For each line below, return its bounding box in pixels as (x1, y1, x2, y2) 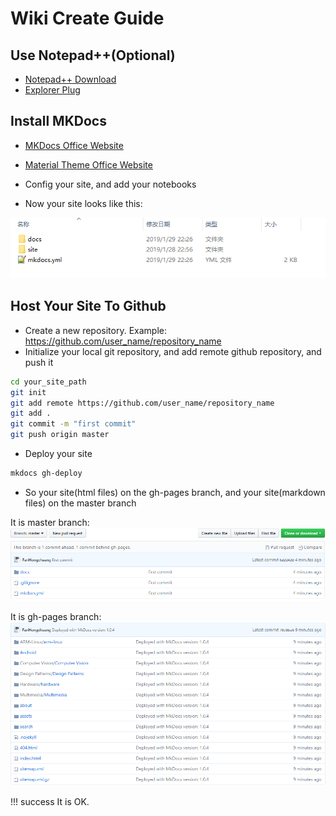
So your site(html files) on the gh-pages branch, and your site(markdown (24, 486, 326, 498)
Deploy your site (24, 448, 93, 460)
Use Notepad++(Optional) (10, 47, 176, 64)
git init (10, 387, 47, 397)
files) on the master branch (24, 497, 137, 509)
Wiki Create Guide (10, 7, 165, 30)
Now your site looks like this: (24, 197, 143, 209)
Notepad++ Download (24, 73, 117, 85)
